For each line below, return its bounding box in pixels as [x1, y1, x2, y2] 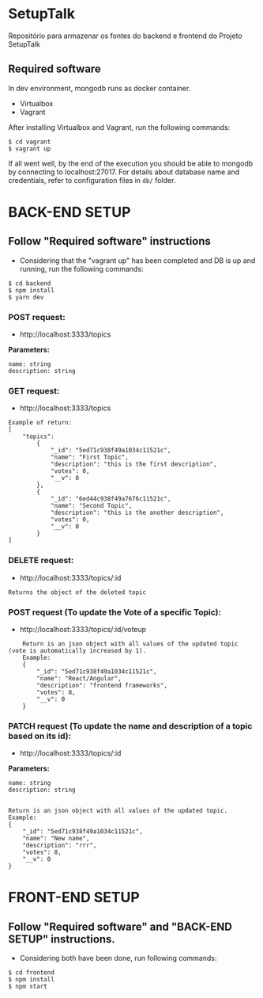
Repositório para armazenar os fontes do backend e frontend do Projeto [8, 31, 242, 40]
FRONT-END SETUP [8, 889, 140, 907]
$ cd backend [8, 279, 51, 288]
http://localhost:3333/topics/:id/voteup [19, 624, 147, 634]
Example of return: [8, 419, 73, 427]
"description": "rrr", [22, 841, 97, 850]
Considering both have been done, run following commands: [19, 954, 217, 963]
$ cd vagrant [8, 138, 51, 146]
